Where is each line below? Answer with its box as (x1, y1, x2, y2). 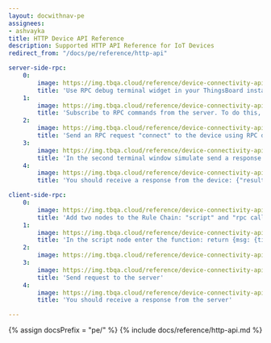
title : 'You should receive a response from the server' (37, 296, 232, 304)
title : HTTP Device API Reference (8, 34, 125, 43)
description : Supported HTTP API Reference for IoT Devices (8, 42, 215, 50)
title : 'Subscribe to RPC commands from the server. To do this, (37, 109, 262, 117)
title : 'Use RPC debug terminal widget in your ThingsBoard (37, 86, 244, 94)
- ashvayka (8, 27, 45, 35)
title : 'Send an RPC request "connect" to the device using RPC (37, 132, 258, 140)
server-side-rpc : (8, 64, 67, 73)
